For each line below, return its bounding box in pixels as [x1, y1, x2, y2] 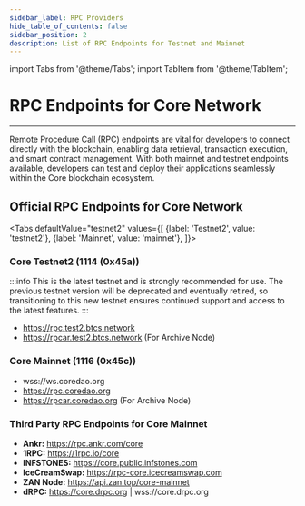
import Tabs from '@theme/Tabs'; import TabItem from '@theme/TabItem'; [9, 64, 289, 74]
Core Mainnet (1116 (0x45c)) [9, 355, 136, 368]
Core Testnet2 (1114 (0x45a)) [9, 255, 140, 268]
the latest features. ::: [9, 305, 89, 316]
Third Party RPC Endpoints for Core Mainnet [9, 417, 208, 430]
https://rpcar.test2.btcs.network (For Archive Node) [22, 332, 216, 343]
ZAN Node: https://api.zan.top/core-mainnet [22, 476, 191, 487]
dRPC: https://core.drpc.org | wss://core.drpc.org [22, 486, 209, 497]
